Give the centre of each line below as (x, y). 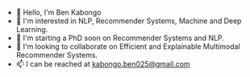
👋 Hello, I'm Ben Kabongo (58, 12)
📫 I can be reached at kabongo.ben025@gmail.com (103, 64)
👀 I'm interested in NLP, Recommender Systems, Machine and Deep (129, 21)
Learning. (32, 29)
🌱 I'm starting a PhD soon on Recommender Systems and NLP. (120, 38)
